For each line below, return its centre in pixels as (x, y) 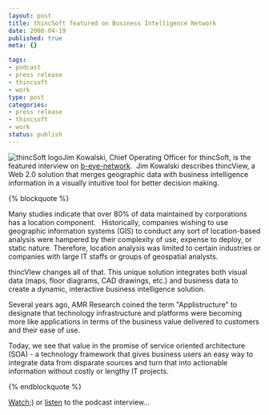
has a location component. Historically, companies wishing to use (118, 222)
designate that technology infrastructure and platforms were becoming (125, 312)
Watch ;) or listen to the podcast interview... (79, 402)
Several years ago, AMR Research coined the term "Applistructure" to (123, 304)
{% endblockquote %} (45, 386)
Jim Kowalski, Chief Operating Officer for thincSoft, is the (157, 157)
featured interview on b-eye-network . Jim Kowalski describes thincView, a (132, 166)
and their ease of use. (44, 330)
